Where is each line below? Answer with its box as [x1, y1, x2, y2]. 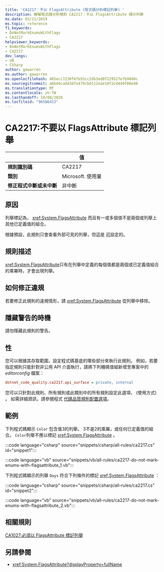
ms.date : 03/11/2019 [5, 16, 48, 21]
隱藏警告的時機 [5, 314, 51, 322]
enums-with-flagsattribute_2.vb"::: [5, 502, 76, 508]
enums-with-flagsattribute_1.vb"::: [5, 462, 74, 468]
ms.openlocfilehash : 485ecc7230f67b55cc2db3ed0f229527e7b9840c [5, 76, 138, 81]
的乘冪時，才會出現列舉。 [5, 267, 57, 273]
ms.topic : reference [5, 21, 48, 26]
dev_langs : [5, 53, 28, 59]
